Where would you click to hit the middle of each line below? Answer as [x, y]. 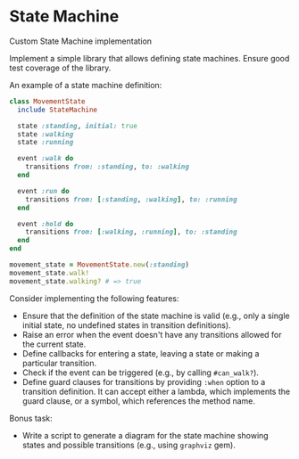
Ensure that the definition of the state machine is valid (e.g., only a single [156, 316]
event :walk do [46, 159]
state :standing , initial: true [78, 126]
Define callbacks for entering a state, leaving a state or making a [141, 353]
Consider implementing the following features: [94, 298]
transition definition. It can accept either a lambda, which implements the [156, 391]
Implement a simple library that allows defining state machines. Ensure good [149, 58]
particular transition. [59, 363]
